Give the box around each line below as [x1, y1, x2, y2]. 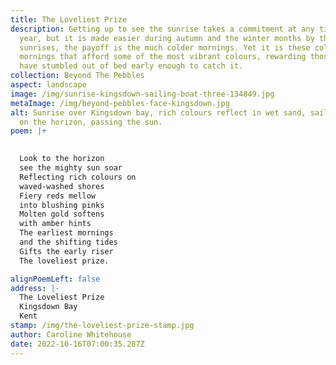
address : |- [10, 283, 60, 293]
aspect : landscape [10, 80, 87, 90]
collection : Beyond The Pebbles [10, 71, 145, 81]
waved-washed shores [19, 181, 105, 191]
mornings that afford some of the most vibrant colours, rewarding [19, 52, 307, 62]
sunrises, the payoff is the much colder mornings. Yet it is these [19, 42, 311, 53]
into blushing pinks [19, 200, 105, 210]
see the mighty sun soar [19, 163, 123, 173]
